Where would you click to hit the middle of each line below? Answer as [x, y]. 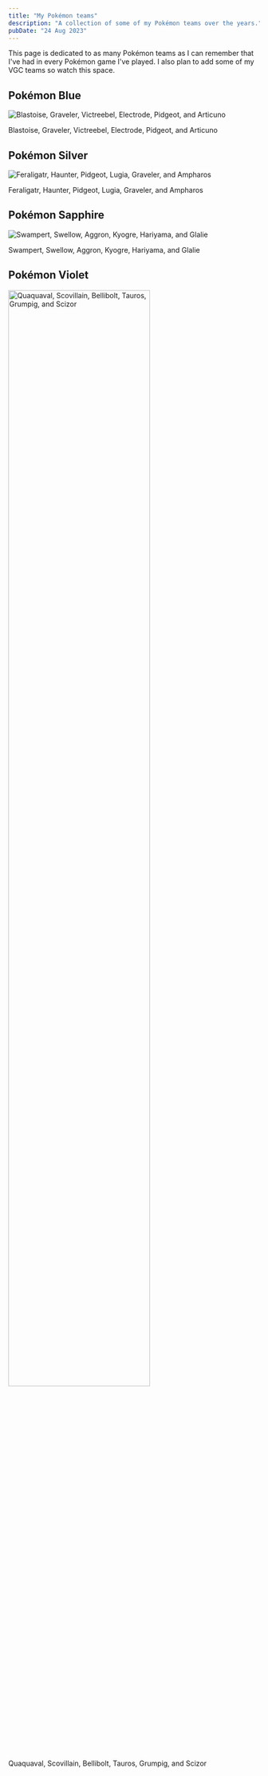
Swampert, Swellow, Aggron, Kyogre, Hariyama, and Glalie [104, 249]
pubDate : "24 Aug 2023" [48, 30]
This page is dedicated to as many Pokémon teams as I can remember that [131, 54]
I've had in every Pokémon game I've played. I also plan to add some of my [131, 62]
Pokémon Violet [49, 275]
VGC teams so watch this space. [62, 70]
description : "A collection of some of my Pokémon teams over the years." [135, 23]
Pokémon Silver [48, 156]
